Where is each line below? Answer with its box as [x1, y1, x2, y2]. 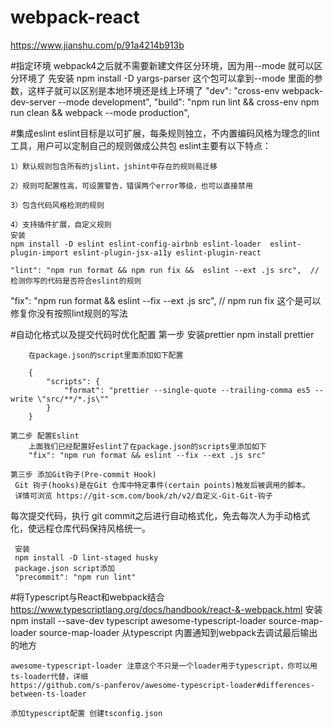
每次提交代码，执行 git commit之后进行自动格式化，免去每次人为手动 [10, 509, 293, 521]
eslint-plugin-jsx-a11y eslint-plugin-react [73, 247, 262, 258]
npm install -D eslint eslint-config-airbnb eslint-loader [10, 239, 262, 249]
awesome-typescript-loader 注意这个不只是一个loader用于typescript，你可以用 [10, 661, 318, 671]
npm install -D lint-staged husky [14, 552, 159, 563]
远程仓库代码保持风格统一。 [36, 522, 151, 534]
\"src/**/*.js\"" [36, 394, 110, 404]
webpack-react [10, 6, 140, 29]
